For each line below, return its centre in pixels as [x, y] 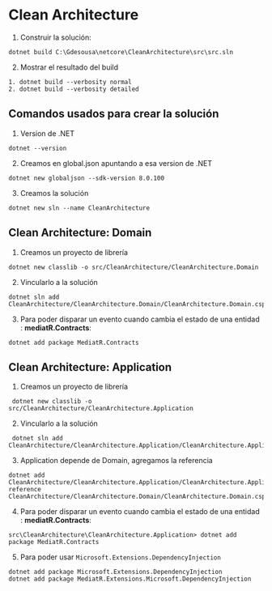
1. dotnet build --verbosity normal [70, 82]
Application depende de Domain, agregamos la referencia [116, 461]
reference [25, 490]
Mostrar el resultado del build [69, 67]
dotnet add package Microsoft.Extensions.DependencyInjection [115, 572]
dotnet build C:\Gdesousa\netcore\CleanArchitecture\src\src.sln [121, 52]
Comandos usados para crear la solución [114, 114]
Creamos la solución [54, 193]
